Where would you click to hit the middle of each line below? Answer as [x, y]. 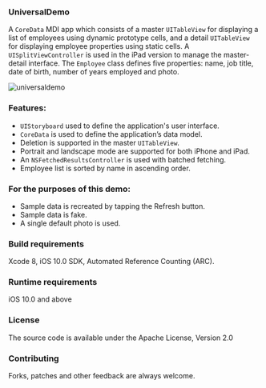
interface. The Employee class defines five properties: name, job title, [141, 63]
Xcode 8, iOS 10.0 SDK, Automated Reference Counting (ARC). [111, 262]
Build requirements [46, 244]
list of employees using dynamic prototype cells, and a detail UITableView [129, 38]
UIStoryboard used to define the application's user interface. [120, 126]
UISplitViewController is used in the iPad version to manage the [115, 55]
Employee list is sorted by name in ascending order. [105, 168]
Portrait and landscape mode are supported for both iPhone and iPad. [135, 151]
